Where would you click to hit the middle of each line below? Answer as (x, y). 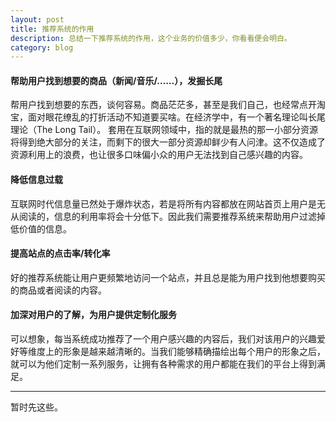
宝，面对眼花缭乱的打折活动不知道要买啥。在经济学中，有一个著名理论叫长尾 (168, 117)
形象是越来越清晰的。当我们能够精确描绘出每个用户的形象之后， (194, 352)
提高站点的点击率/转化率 (60, 253)
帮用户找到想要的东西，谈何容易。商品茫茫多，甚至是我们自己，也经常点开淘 (168, 105)
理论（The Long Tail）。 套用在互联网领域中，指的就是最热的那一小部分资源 (164, 130)
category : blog (42, 47)
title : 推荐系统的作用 (52, 29)
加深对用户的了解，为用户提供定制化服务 (93, 315)
